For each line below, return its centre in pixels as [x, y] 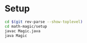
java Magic [16, 36]
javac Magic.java [23, 31]
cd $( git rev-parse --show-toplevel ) [44, 22]
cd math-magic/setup [26, 26]
